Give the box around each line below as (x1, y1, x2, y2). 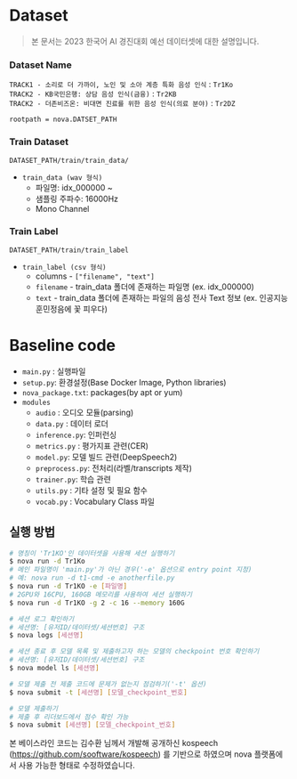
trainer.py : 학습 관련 (35, 474, 111, 484)
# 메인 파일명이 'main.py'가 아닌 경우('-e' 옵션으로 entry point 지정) (9, 565, 253, 574)
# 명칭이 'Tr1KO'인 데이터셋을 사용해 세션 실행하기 (9, 548, 175, 557)
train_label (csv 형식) (21, 263, 107, 272)
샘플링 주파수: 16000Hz (35, 193, 118, 204)
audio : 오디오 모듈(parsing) (35, 407, 134, 418)
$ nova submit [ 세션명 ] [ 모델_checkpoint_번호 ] (9, 720, 176, 730)
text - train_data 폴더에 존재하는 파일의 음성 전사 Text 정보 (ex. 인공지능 (35, 292, 289, 303)
